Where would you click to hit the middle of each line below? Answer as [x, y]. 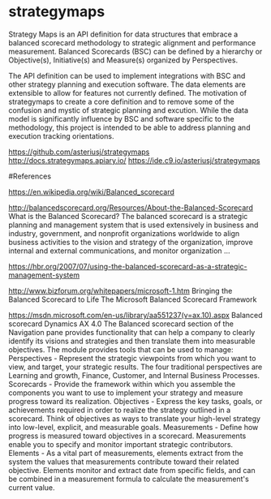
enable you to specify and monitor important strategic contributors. [121, 444]
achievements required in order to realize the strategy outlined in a [120, 410]
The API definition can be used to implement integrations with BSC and [127, 75]
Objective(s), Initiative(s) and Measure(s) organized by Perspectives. [123, 60]
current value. [32, 487]
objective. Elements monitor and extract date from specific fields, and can [132, 470]
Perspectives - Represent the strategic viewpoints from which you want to [132, 358]
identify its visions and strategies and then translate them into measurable [132, 341]
